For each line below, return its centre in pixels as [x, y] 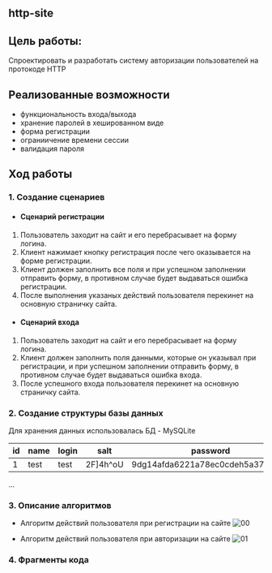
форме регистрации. [56, 261]
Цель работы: [45, 41]
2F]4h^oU [104, 464]
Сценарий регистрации [62, 216]
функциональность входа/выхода [78, 114]
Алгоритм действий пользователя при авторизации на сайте [125, 539]
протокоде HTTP [37, 69]
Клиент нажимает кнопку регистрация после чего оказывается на [135, 252]
